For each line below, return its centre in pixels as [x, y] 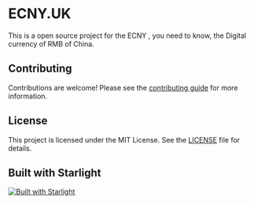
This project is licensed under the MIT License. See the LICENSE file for [124, 139]
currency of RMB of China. [51, 43]
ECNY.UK [40, 14]
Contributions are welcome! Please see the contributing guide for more [123, 87]
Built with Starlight [55, 173]
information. [28, 96]
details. [20, 148]
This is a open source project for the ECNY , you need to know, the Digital [127, 35]
